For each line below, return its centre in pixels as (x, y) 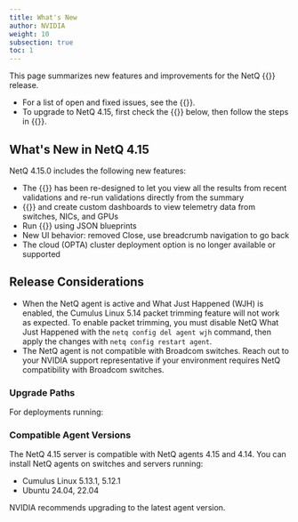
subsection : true (41, 42)
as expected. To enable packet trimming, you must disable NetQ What (150, 322)
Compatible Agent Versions (70, 435)
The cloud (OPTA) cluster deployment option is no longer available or (149, 245)
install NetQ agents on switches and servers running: (106, 464)
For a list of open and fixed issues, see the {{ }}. (109, 102)
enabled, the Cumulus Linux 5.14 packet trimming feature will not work (151, 313)
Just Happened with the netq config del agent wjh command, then (146, 332)
